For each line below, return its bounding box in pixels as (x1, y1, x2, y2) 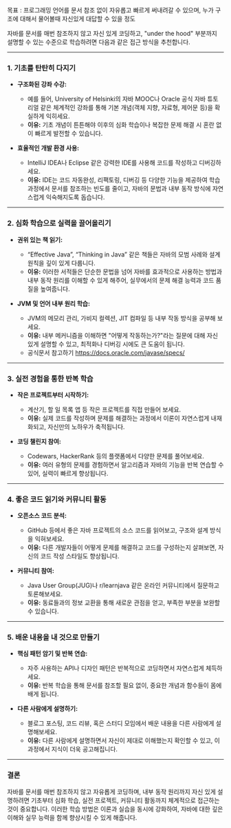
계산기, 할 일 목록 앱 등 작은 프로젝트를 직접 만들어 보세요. (27, 405, 181, 414)
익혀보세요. (34, 535, 65, 543)
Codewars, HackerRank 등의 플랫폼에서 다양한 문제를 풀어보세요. (27, 452, 205, 460)
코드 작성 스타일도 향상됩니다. (40, 552, 120, 561)
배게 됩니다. (27, 690, 59, 698)
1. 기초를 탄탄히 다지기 (7, 63, 76, 72)
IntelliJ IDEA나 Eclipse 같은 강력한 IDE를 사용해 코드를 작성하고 (27, 159, 198, 167)
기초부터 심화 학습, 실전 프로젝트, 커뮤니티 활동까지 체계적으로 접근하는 (30, 796, 220, 805)
